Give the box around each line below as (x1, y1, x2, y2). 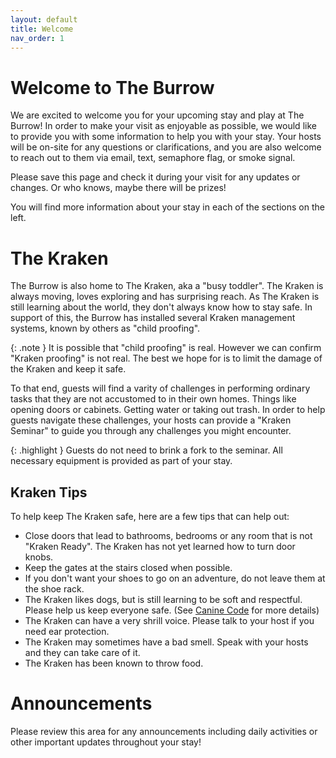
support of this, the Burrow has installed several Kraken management (10, 312, 296, 324)
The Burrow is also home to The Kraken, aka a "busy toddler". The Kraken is (10, 280, 324, 292)
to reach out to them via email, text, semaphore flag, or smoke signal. (10, 152, 296, 164)
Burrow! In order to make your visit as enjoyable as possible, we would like (10, 120, 317, 132)
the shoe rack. (24, 583, 85, 595)
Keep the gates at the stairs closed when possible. (24, 562, 233, 574)
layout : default (10, 14, 78, 25)
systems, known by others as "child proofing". (10, 322, 201, 335)
